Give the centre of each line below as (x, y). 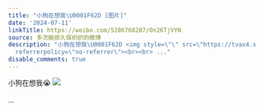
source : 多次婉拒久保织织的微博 (55, 37)
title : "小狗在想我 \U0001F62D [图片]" (68, 15)
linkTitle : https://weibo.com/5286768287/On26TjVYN (95, 30)
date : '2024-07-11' (40, 23)
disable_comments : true (47, 60)
